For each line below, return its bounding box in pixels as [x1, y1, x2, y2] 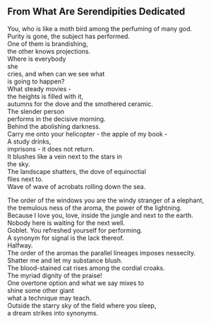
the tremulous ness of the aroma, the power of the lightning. [7, 203, 182, 212]
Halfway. [7, 241, 33, 250]
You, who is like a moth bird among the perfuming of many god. [7, 24, 193, 33]
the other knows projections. [7, 47, 91, 55]
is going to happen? [7, 77, 65, 86]
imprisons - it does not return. [7, 144, 95, 153]
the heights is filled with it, [7, 92, 83, 100]
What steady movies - [7, 84, 72, 93]
